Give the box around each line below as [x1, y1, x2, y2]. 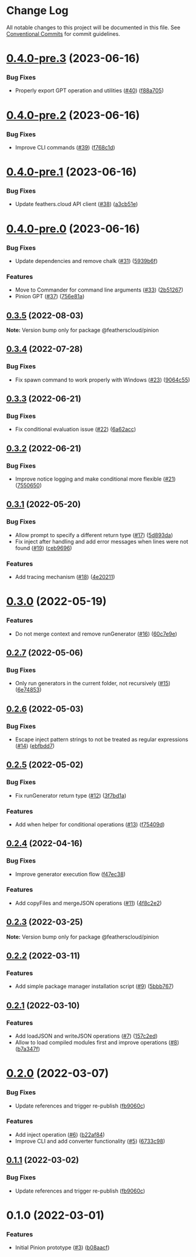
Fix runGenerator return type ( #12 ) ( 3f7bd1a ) [15, 792, 127, 799]
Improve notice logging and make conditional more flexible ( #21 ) [15, 475, 176, 483]
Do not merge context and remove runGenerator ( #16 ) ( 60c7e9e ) [15, 630, 178, 637]
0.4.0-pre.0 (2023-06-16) [6, 222, 140, 236]
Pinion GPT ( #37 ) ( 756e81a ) [15, 293, 85, 300]
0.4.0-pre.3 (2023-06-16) [6, 52, 140, 66]
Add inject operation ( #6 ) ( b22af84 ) [15, 1131, 105, 1138]
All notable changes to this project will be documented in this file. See [6, 24, 181, 31]
